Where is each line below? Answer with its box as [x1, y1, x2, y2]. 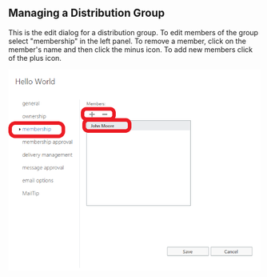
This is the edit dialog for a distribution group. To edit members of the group [8, 27, 258, 37]
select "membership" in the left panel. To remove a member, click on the [8, 36, 246, 46]
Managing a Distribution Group [8, 6, 165, 20]
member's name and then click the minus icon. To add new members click [8, 44, 253, 54]
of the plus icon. [8, 53, 62, 62]
